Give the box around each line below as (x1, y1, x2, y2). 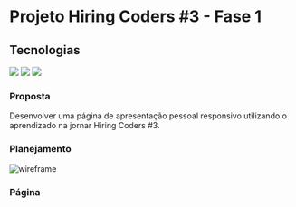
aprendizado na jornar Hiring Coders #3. (9, 120, 160, 131)
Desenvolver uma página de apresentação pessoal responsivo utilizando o (9, 110, 288, 121)
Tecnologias (9, 42, 81, 58)
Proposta (9, 89, 51, 102)
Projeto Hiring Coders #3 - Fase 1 (9, 6, 263, 27)
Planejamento (9, 143, 72, 155)
